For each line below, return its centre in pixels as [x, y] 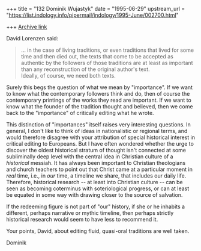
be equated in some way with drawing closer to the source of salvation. [94, 195]
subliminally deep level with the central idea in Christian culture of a [90, 156]
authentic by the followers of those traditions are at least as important [107, 63]
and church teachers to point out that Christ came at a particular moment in [100, 169]
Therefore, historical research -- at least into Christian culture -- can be [94, 182]
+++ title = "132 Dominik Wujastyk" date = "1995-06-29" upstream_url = [96, 9]
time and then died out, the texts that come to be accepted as [97, 56]
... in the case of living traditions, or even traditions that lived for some [107, 50]
